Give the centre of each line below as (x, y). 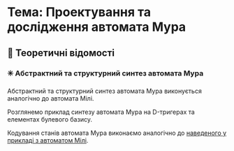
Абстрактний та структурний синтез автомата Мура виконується (105, 91)
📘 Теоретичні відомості (61, 53)
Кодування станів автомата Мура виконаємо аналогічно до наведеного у (117, 133)
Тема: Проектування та (79, 12)
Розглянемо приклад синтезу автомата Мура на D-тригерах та (101, 112)
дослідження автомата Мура (97, 27)
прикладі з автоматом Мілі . (48, 140)
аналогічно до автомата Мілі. (51, 98)
